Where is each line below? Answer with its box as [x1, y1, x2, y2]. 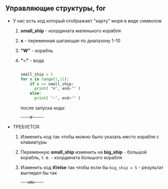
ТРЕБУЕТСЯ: [12, 124, 41, 130]
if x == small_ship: [30, 81, 74, 87]
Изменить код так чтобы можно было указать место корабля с [20, 134, 159, 140]
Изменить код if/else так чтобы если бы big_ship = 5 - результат [20, 164, 163, 171]
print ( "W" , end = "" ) [34, 86, 81, 91]
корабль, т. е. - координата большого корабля [20, 155, 122, 161]
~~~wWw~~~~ [20, 180, 44, 185]
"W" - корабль [20, 47, 53, 53]
